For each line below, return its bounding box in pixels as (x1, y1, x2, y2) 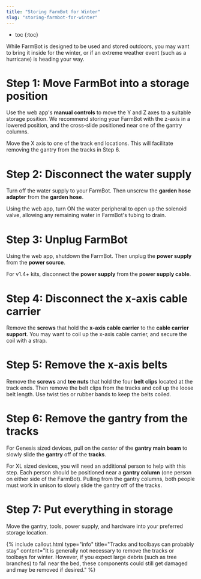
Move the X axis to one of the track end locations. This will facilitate (6, 139, 173, 147)
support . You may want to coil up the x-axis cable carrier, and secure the (6, 331, 187, 338)
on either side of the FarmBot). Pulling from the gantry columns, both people (6, 476, 195, 483)
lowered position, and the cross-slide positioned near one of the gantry (6, 121, 182, 129)
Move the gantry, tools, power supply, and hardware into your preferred (6, 522, 183, 530)
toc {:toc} (14, 31, 39, 38)
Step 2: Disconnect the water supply (6, 167, 192, 181)
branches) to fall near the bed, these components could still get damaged (6, 560, 188, 567)
